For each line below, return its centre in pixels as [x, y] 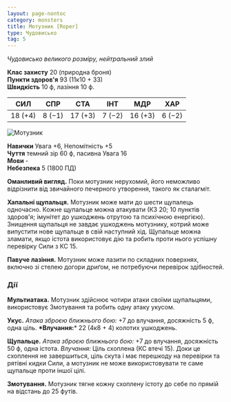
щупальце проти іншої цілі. [47, 371]
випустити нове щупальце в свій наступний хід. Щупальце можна [104, 231]
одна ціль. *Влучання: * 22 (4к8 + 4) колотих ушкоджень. [92, 328]
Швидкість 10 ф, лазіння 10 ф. [51, 87]
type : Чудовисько [32, 33]
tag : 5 [17, 39]
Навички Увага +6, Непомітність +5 [60, 146]
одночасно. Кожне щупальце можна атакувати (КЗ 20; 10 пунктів [103, 210]
